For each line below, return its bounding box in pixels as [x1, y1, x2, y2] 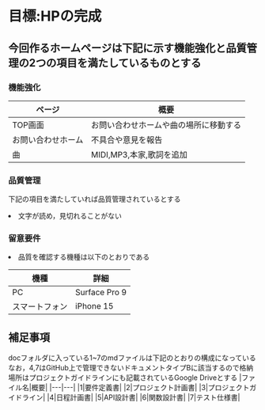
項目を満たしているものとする [56, 56, 202, 70]
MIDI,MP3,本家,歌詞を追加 [90, 149, 188, 160]
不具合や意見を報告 [90, 134, 163, 145]
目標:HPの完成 [8, 7, 102, 25]
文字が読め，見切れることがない [18, 211, 123, 221]
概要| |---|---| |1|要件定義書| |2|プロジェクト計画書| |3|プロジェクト [31, 383, 250, 393]
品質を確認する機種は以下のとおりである [18, 252, 150, 262]
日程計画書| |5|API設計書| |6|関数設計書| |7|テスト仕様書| [55, 393, 240, 402]
